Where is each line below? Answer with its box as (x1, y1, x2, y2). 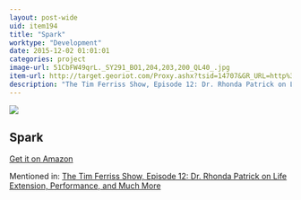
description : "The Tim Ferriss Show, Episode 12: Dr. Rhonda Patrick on (9, 80, 287, 89)
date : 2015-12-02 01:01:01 (9, 47, 110, 56)
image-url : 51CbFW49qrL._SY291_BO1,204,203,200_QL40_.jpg (9, 64, 230, 73)
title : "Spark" (9, 30, 66, 39)
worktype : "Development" (9, 38, 102, 48)
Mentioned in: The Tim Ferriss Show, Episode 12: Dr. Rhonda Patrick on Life (9, 171, 288, 182)
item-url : (9, 72, 47, 81)
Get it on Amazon (9, 153, 73, 164)
